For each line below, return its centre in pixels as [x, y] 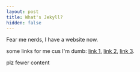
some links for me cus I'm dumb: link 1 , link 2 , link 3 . [70, 51]
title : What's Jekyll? [35, 17]
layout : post [23, 12]
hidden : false [24, 23]
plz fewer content [28, 62]
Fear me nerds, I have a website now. [52, 40]
